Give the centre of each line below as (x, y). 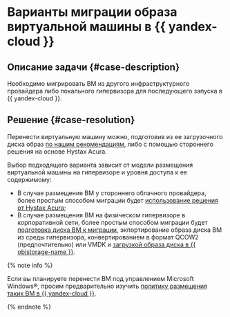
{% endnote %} (29, 307)
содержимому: (29, 179)
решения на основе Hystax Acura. (57, 151)
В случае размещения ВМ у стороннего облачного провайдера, (112, 193)
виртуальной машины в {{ (86, 27)
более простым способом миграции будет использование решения (118, 200)
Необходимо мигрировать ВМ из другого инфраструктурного (98, 83)
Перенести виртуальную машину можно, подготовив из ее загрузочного (115, 136)
